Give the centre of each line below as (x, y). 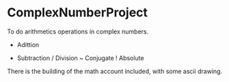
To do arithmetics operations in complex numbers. (78, 31)
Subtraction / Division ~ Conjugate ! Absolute (81, 58)
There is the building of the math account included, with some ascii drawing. (115, 71)
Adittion (28, 44)
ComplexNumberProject (78, 13)
